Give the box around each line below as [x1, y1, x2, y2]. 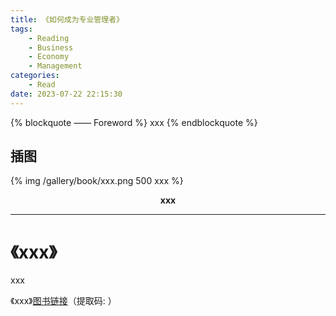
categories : [10, 71, 60, 81]
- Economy [28, 52, 70, 62]
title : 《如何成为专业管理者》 [10, 14, 124, 25]
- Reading [28, 33, 70, 43]
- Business [28, 42, 74, 53]
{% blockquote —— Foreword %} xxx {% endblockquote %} [10, 116, 258, 128]
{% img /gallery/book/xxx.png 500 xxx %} [10, 175, 184, 187]
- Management [28, 61, 83, 71]
